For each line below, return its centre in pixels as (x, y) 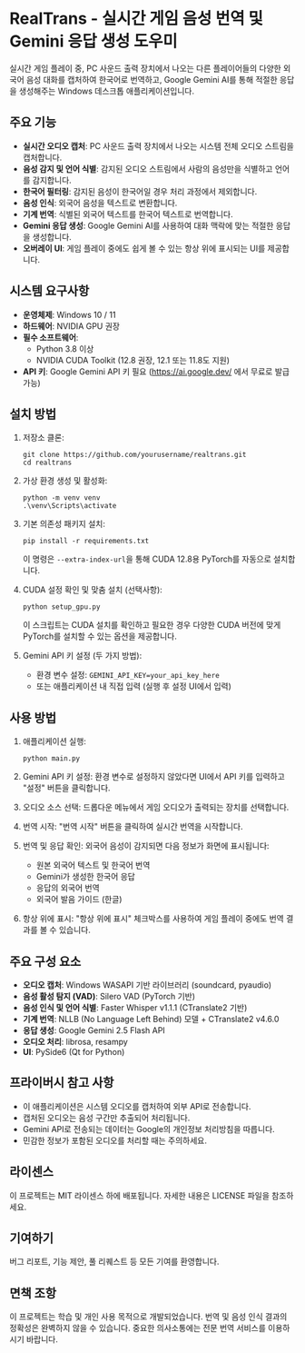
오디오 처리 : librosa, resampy (75, 1042)
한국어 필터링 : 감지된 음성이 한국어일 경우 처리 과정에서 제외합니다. (140, 191)
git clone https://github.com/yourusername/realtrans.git (134, 455)
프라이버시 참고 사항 (62, 1083)
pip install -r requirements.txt (86, 542)
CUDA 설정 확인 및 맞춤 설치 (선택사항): (93, 590)
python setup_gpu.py (61, 607)
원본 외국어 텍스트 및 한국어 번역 (93, 865)
